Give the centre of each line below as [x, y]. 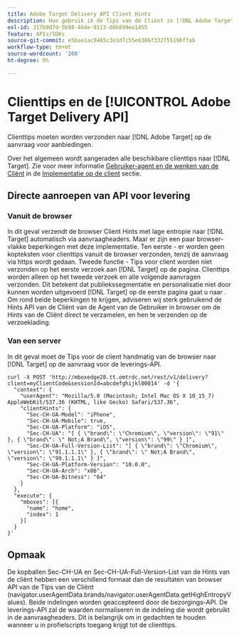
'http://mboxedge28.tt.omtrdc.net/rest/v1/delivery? [128, 377]
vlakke [17, 247]
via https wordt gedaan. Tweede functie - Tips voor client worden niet [110, 262]
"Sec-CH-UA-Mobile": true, [66, 421]
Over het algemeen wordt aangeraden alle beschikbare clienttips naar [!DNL [119, 158]
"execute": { [33, 496]
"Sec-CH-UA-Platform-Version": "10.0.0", [89, 464]
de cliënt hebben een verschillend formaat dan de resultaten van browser [115, 580]
